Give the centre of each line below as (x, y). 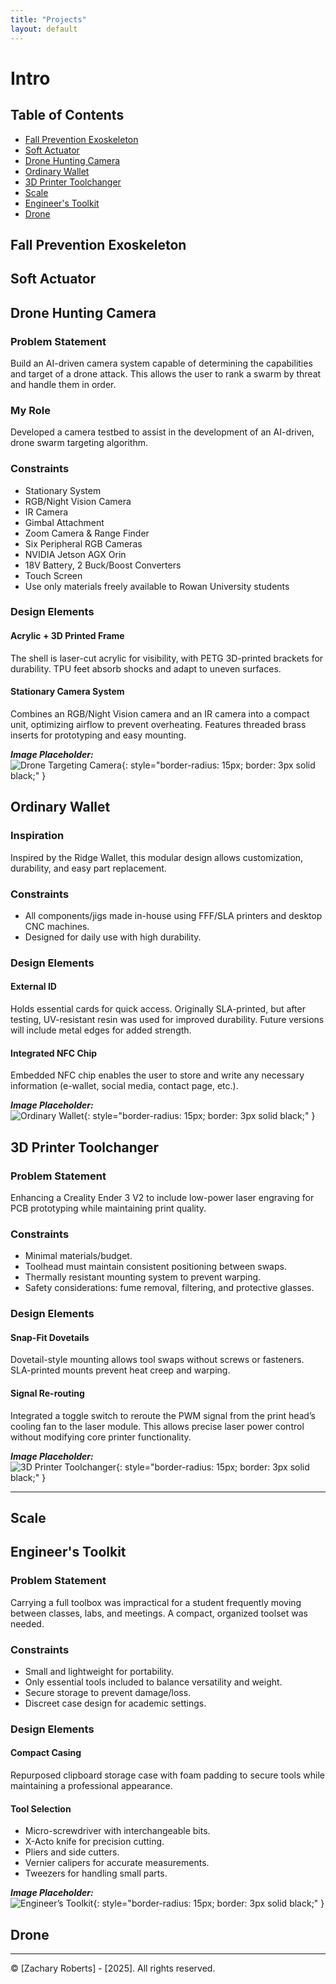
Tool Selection (41, 1808)
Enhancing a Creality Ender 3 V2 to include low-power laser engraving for (162, 1197)
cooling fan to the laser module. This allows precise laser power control (157, 1426)
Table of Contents (67, 115)
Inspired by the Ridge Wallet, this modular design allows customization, (157, 857)
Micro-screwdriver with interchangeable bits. (117, 1831)
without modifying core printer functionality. (101, 1437)
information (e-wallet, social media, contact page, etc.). (124, 1086)
